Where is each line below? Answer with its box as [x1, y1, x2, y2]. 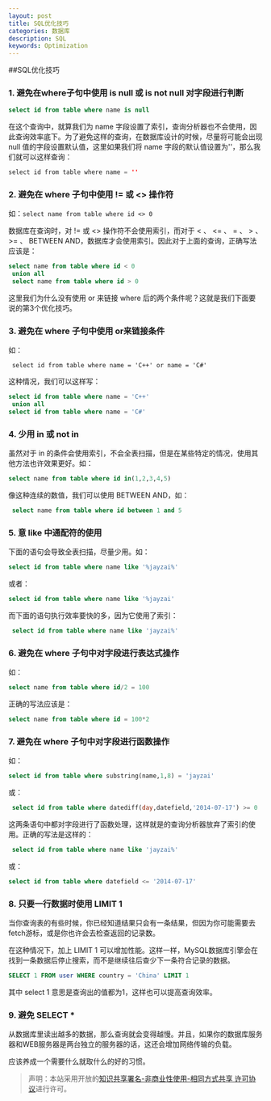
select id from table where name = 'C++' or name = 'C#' [11, 362, 207, 370]
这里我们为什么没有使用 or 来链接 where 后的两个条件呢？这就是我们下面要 [8, 293, 256, 303]
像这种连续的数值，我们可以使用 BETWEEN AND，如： [8, 490, 190, 500]
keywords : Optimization [8, 42, 89, 50]
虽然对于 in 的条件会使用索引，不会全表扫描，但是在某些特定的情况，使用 [8, 448, 252, 458]
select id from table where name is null [8, 106, 150, 114]
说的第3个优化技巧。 [8, 303, 77, 313]
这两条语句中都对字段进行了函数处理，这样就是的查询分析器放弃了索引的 [8, 819, 248, 829]
